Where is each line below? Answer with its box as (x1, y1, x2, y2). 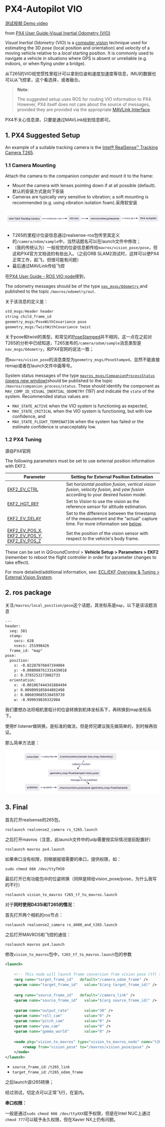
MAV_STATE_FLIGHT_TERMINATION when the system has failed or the (12, 419, 144, 424)
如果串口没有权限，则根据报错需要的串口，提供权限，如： (5, 856, 121, 862)
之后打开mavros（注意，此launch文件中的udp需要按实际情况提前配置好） (5, 836, 154, 842)
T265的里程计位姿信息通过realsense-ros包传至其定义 (12, 232, 120, 238)
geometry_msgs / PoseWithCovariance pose (5, 319, 87, 324)
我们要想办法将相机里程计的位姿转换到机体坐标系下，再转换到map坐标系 (5, 706, 152, 712)
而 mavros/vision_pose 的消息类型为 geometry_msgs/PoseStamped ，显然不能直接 (5, 357, 160, 363)
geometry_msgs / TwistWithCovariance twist (5, 324, 91, 330)
